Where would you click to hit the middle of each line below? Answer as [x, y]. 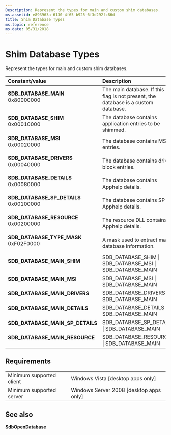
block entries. [118, 167]
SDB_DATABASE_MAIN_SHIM [44, 261]
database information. [129, 246]
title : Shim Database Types [35, 19]
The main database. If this [133, 90]
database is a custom [128, 103]
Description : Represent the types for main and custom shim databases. [83, 10]
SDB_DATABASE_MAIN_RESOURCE [51, 338]
